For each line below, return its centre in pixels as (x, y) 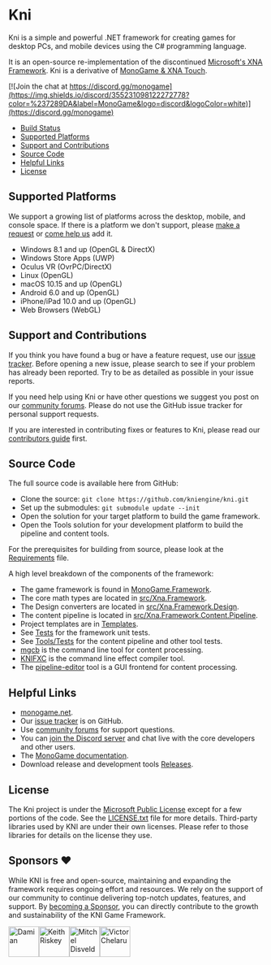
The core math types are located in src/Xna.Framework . (114, 598)
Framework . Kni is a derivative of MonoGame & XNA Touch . (108, 70)
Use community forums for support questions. (97, 730)
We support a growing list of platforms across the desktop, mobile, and (127, 216)
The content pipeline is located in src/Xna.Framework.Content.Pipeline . (139, 615)
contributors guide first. (48, 438)
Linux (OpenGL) (47, 275)
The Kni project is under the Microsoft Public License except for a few (125, 809)
